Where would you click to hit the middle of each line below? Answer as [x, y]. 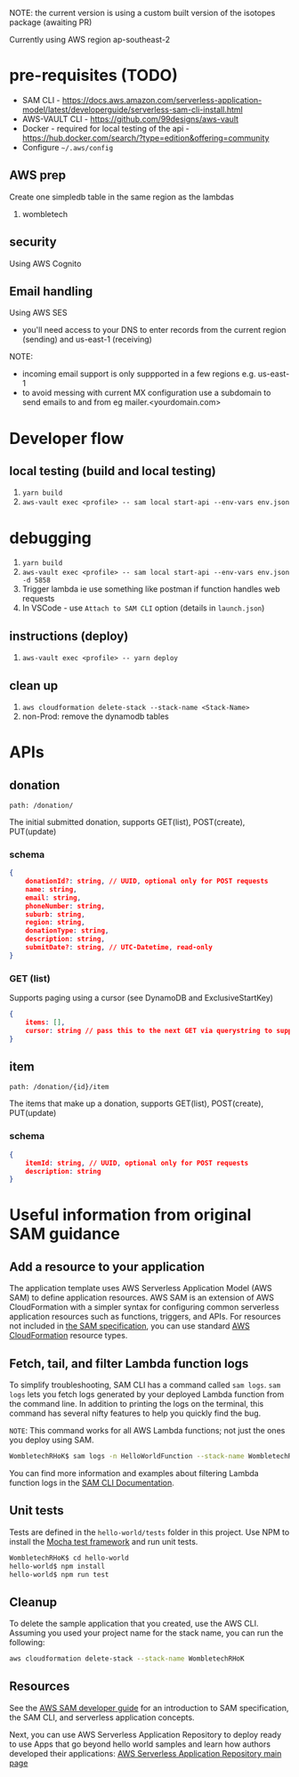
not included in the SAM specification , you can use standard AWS [130, 1326]
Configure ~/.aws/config [68, 147]
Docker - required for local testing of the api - [105, 128]
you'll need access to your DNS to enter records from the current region [154, 330]
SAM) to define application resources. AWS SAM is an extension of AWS [141, 1297]
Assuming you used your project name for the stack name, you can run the [146, 1633]
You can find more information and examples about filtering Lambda [134, 1473]
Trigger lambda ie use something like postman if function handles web [151, 589]
